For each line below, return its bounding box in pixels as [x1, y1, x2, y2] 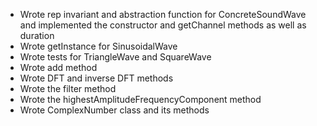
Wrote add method [19, 62, 98, 73]
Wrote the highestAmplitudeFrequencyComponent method [19, 94, 262, 105]
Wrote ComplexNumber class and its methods [19, 104, 210, 116]
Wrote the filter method [19, 83, 117, 94]
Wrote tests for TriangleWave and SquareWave [19, 51, 212, 63]
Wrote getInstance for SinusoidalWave [19, 40, 178, 52]
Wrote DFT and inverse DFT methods [19, 72, 174, 84]
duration [19, 30, 55, 41]
